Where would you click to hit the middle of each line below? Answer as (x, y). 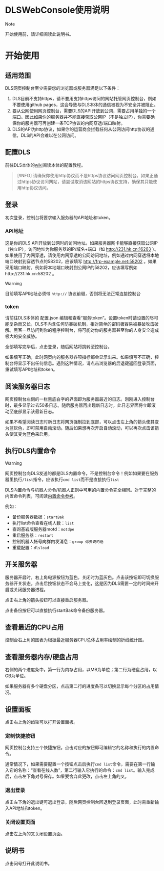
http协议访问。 (36, 187)
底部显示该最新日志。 (35, 411)
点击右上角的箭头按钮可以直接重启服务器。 (48, 600)
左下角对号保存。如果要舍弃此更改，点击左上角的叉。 (75, 776)
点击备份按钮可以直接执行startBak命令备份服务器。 (56, 610)
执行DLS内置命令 (31, 451)
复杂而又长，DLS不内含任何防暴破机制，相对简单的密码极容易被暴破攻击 (82, 324)
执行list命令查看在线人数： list (43, 523)
